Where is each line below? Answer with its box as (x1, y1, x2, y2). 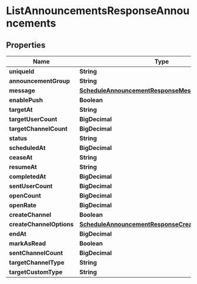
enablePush (9, 96, 43, 104)
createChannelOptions (9, 220, 74, 228)
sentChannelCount (9, 249, 63, 257)
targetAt (9, 106, 33, 113)
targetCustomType (9, 268, 63, 276)
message (9, 86, 35, 95)
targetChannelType (9, 259, 64, 266)
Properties (6, 40, 46, 50)
